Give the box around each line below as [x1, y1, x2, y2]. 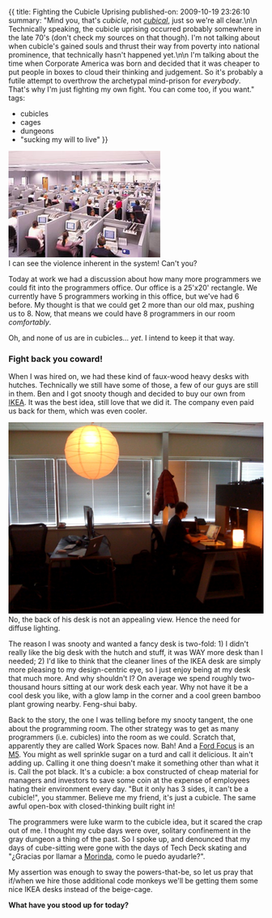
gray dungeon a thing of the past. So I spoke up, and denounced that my [8, 834, 251, 844]
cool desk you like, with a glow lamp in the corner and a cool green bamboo [8, 691, 261, 700]
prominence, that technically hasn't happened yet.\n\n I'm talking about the [8, 50, 259, 59]
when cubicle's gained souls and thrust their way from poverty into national [8, 41, 261, 51]
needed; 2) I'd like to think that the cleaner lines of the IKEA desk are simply [8, 657, 261, 666]
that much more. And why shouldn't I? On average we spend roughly [8, 674, 237, 683]
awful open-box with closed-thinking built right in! [8, 801, 176, 811]
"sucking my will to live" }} [19, 135, 108, 144]
